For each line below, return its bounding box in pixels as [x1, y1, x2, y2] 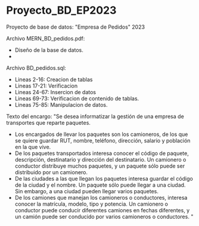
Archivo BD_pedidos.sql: [6, 64, 67, 72]
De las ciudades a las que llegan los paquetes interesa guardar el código [14, 175, 194, 182]
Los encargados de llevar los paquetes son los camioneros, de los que [14, 131, 188, 138]
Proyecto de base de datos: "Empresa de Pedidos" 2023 [6, 23, 145, 30]
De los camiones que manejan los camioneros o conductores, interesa [14, 194, 188, 201]
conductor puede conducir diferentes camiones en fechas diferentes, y [14, 206, 190, 213]
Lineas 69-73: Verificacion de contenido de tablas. [14, 95, 139, 102]
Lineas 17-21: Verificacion [14, 82, 78, 89]
